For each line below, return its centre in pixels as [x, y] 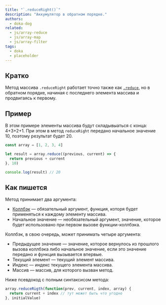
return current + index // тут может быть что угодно [66, 294]
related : [14, 28]
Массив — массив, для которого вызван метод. [63, 270]
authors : [14, 19]
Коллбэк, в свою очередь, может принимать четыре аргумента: [73, 234]
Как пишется [26, 188]
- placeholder [24, 56]
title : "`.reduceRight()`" [33, 10]
